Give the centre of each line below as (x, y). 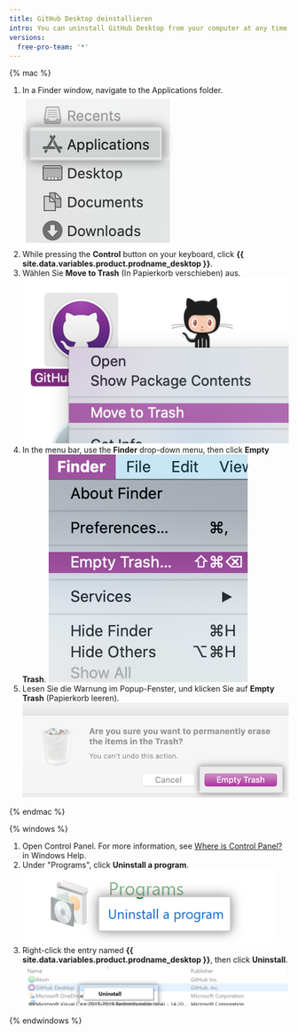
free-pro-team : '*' (53, 47)
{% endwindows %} (46, 1021)
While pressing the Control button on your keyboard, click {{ (133, 254)
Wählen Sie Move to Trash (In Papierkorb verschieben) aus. (131, 273)
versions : (27, 37)
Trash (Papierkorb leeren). (71, 698)
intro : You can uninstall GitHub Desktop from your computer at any (138, 28)
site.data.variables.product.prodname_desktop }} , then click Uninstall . (155, 959)
